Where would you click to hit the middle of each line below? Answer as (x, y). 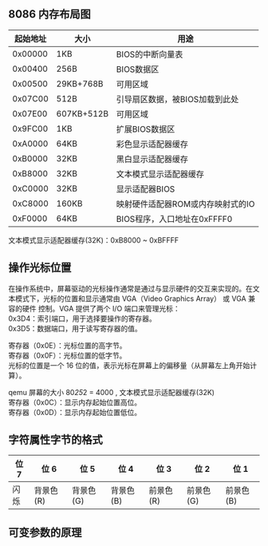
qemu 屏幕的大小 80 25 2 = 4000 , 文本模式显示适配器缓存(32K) (112, 392)
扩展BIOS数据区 (146, 129)
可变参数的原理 (45, 532)
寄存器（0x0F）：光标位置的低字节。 (67, 355)
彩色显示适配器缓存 (152, 144)
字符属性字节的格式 (55, 440)
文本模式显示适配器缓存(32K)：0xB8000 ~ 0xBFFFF (94, 240)
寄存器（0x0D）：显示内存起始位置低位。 (75, 412)
